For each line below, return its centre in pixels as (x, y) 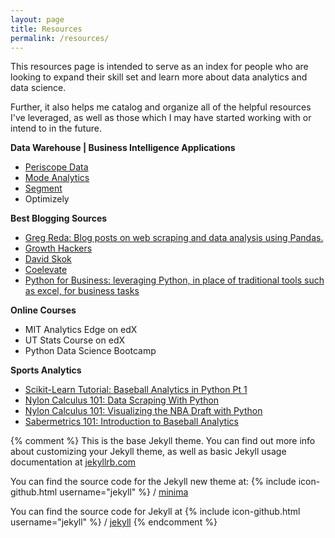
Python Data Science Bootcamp (90, 351)
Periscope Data (56, 167)
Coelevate (46, 270)
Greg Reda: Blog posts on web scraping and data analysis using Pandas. (174, 238)
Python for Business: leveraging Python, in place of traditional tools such (174, 280)
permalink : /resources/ (60, 38)
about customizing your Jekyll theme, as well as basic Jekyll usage (148, 452)
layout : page (37, 19)
